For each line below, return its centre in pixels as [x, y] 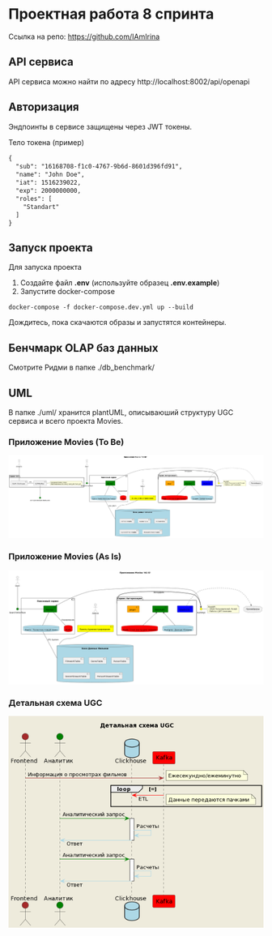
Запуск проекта [51, 248]
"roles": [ [34, 199]
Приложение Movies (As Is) [65, 557]
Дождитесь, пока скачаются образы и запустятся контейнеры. [117, 323]
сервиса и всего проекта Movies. [66, 421]
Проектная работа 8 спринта [111, 14]
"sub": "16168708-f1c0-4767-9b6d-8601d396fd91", [99, 166]
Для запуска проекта [45, 267]
